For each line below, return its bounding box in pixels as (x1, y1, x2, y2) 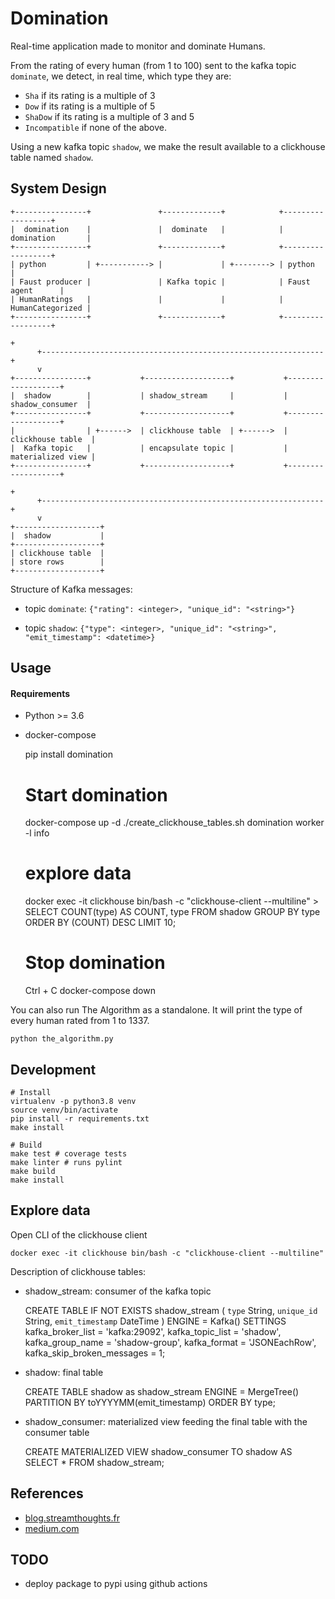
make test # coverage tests (10, 1148, 128, 1159)
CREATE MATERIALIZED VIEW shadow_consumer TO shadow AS (24, 1445, 293, 1457)
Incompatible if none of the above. (24, 121, 168, 133)
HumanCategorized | (10, 303, 92, 313)
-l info (24, 827, 50, 839)
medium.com (24, 1522, 80, 1534)
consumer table (24, 1426, 90, 1438)
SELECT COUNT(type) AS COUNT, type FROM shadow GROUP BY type (24, 906, 321, 918)
